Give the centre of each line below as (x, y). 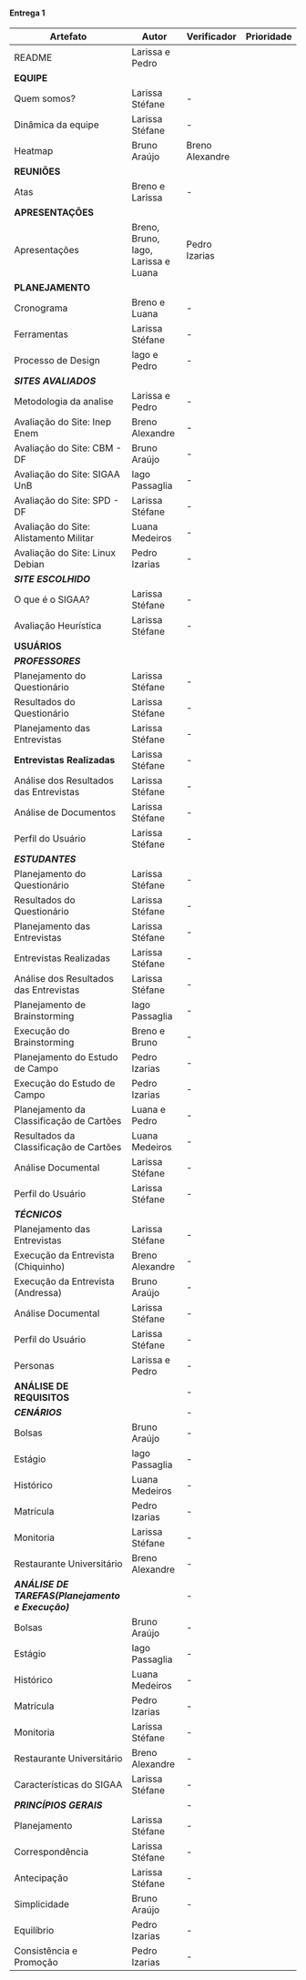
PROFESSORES (47, 661)
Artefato (68, 36)
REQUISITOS (42, 1398)
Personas (34, 1366)
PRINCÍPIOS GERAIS (58, 1805)
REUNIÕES (37, 171)
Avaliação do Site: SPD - (67, 501)
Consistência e (46, 1951)
